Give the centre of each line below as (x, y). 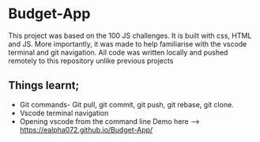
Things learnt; (44, 86)
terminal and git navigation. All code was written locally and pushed (118, 52)
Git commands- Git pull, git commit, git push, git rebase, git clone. (127, 104)
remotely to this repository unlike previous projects (91, 61)
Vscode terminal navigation (64, 113)
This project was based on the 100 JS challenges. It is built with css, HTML (130, 35)
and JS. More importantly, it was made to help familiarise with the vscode (128, 43)
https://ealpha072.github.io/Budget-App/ (86, 129)
